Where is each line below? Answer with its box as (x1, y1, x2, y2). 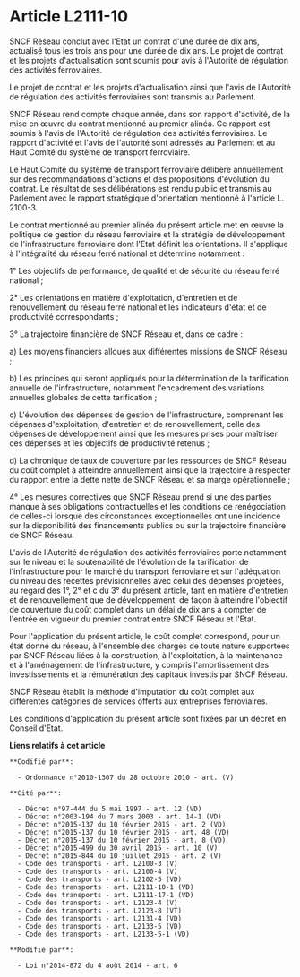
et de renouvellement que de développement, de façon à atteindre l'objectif (9, 594, 288, 605)
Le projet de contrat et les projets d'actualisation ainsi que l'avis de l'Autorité (9, 81, 291, 92)
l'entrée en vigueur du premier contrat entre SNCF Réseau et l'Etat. (9, 613, 257, 624)
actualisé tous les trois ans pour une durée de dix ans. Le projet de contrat (9, 45, 284, 56)
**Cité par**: (9, 788, 63, 798)
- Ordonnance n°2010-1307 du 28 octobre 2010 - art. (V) (17, 773, 235, 782)
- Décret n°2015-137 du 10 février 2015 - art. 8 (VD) (17, 836, 227, 844)
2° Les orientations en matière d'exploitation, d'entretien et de (9, 292, 238, 303)
